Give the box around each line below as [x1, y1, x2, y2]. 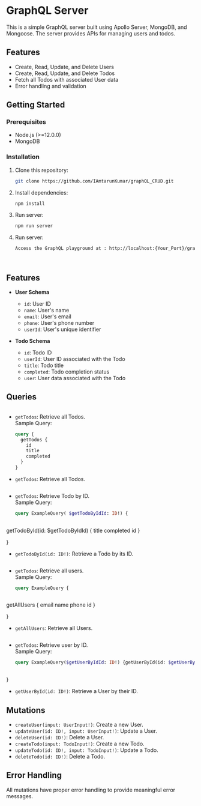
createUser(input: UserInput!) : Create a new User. [14, 721, 144, 729]
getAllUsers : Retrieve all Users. [14, 625, 93, 632]
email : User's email [23, 313, 72, 320]
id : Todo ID [23, 349, 52, 356]
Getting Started [6, 100, 65, 110]
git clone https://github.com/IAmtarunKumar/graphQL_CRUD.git [14, 178, 174, 184]
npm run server [14, 223, 53, 229]
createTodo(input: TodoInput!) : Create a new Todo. [14, 740, 145, 748]
